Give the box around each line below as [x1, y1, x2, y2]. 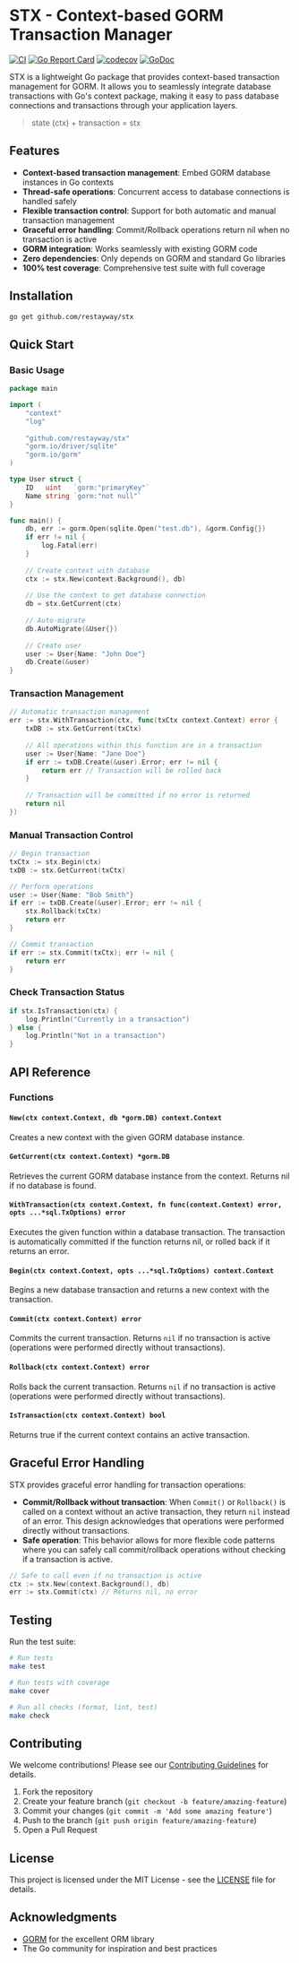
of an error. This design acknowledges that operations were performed [21, 1516, 285, 1526]
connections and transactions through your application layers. [9, 99, 238, 110]
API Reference [9, 1064, 91, 1080]
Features [9, 143, 60, 159]
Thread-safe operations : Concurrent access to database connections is [21, 186, 290, 197]
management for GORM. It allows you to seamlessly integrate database [9, 81, 271, 91]
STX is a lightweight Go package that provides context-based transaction [9, 71, 280, 82]
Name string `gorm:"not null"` [25, 491, 142, 500]
